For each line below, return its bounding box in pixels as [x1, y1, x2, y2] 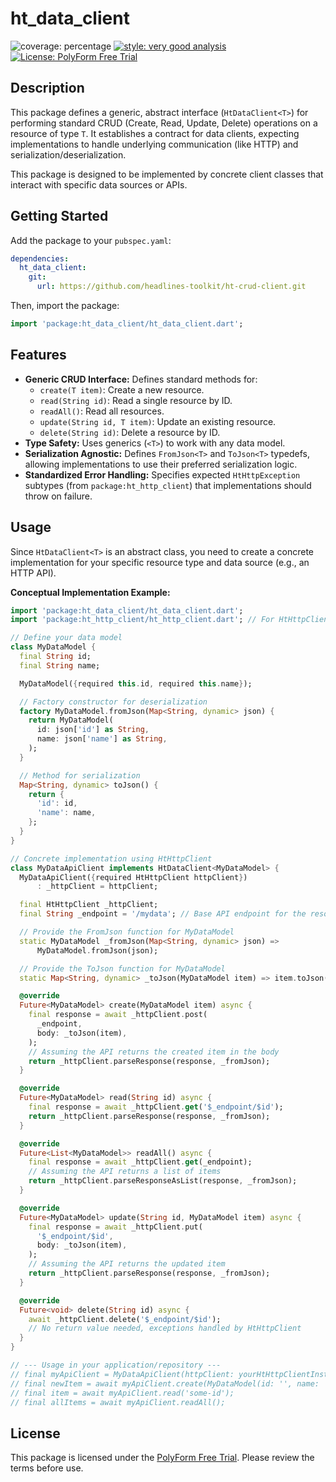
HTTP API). [10, 567, 57, 579]
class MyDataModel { [10, 642, 97, 652]
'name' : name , [36, 808, 97, 818]
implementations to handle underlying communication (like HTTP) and [10, 138, 299, 150]
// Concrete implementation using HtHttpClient [10, 853, 213, 864]
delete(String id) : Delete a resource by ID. [39, 426, 221, 438]
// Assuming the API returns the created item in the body [28, 1047, 280, 1057]
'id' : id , [36, 798, 78, 809]
